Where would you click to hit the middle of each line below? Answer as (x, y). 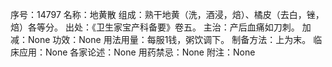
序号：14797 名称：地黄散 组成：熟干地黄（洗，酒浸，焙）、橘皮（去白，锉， (167, 14)
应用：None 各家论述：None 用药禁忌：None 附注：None (137, 52)
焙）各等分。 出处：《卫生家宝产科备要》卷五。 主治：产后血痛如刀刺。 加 (161, 27)
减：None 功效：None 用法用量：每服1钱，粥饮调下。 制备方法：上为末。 (161, 39)
